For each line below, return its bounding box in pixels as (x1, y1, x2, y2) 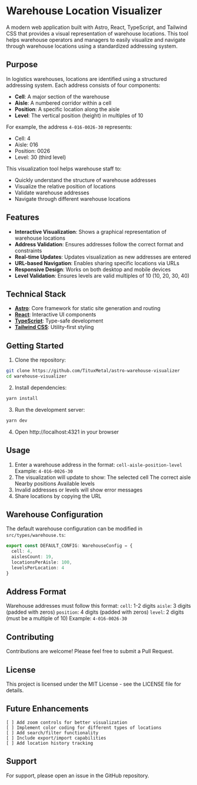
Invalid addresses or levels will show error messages (14, 486, 143, 493)
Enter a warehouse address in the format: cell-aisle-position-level (14, 461, 182, 468)
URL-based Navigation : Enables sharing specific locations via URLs (14, 259, 180, 266)
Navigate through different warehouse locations (14, 195, 131, 202)
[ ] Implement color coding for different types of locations (6, 725, 162, 731)
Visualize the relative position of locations (14, 183, 116, 190)
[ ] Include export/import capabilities (6, 735, 107, 741)
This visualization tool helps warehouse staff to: (6, 165, 122, 172)
